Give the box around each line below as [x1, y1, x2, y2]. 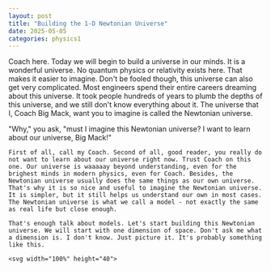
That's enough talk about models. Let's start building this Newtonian [8, 220, 255, 228]
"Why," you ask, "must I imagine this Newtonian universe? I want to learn [8, 124, 251, 134]
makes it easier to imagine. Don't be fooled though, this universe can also [8, 74, 253, 84]
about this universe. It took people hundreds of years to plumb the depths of [8, 91, 263, 101]
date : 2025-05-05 [8, 27, 67, 35]
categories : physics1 [8, 34, 82, 43]
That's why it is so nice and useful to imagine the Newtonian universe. [8, 184, 263, 192]
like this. [8, 241, 45, 249]
